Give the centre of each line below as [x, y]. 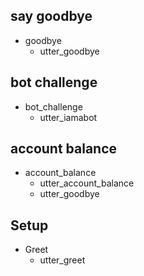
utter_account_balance [87, 183]
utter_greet [62, 260]
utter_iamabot [68, 117]
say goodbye [51, 16]
